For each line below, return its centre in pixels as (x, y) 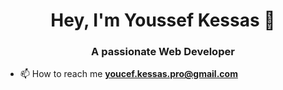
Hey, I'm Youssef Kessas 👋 (163, 20)
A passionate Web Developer (163, 52)
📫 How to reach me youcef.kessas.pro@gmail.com (128, 74)
